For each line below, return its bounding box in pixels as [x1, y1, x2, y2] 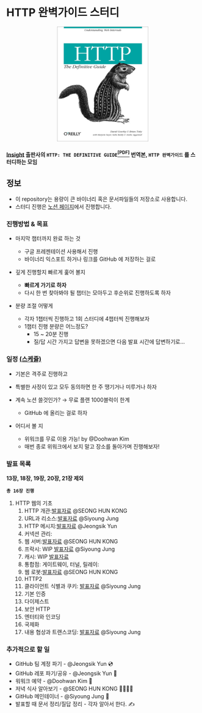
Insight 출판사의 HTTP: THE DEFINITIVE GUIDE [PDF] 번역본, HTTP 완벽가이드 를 [6, 149, 190, 158]
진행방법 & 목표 [6, 220, 49, 228]
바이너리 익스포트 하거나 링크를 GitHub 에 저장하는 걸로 [24, 255, 156, 263]
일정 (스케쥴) [6, 355, 41, 364]
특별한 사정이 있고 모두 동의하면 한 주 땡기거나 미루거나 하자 [15, 383, 157, 390]
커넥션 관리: [24, 530, 52, 537]
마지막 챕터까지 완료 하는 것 [15, 235, 81, 242]
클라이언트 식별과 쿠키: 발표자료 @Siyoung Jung [24, 582, 141, 589]
